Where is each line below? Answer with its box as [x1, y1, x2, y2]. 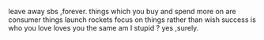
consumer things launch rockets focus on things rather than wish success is [8, 15, 257, 24]
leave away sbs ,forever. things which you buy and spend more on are [8, 7, 237, 16]
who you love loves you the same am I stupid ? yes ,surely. [8, 24, 199, 32]
